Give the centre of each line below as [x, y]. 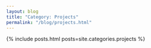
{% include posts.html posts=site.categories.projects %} [76, 39]
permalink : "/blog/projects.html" [49, 22]
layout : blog [22, 11]
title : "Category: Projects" [42, 17]
